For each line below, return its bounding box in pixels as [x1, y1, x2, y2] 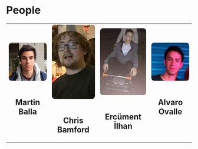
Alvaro [158, 98, 183, 108]
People [6, 4, 41, 17]
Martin [15, 97, 40, 107]
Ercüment [105, 112, 141, 122]
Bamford [57, 125, 90, 135]
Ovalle [158, 107, 183, 117]
